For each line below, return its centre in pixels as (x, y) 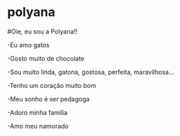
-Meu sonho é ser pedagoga (48, 99)
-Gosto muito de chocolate (46, 58)
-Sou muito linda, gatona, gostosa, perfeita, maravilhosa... (91, 72)
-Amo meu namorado (38, 126)
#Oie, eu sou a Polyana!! (42, 31)
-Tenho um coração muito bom (52, 85)
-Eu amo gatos (29, 45)
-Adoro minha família (37, 112)
